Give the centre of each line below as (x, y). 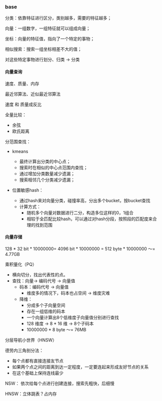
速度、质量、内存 (22, 84)
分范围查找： (18, 141)
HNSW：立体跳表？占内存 (31, 394)
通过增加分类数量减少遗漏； (47, 173)
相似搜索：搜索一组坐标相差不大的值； (43, 49)
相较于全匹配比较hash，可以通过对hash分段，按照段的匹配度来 (90, 219)
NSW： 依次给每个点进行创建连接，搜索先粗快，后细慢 (60, 383)
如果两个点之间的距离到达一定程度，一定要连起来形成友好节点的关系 (80, 367)
